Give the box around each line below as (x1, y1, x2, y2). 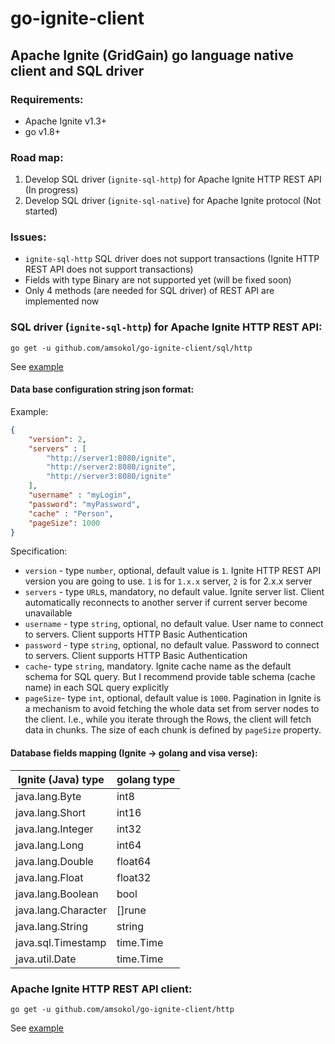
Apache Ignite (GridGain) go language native (10, 47, 294, 64)
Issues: (10, 230, 47, 244)
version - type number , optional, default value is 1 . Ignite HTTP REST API (24, 565, 322, 577)
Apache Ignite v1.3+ (24, 115, 108, 127)
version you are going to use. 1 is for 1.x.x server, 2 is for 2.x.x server (24, 575, 313, 587)
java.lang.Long (15, 838, 85, 852)
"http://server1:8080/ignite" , (46, 453, 177, 463)
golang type (116, 772, 176, 786)
